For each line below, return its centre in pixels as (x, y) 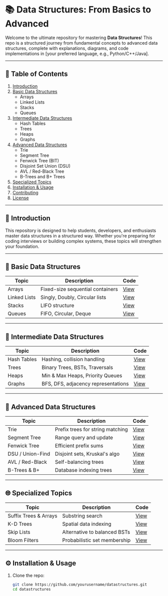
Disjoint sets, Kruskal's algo (87, 454)
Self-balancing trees (79, 462)
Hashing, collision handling (73, 360)
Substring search (82, 515)
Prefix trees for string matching (91, 429)
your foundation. (22, 246)
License (20, 198)
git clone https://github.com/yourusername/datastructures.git (80, 584)
